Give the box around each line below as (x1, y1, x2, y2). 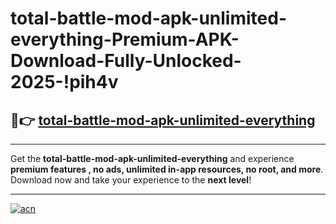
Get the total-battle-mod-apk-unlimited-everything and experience (10, 153, 295, 164)
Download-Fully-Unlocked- (10, 50, 242, 72)
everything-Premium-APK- (10, 28, 240, 51)
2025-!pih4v (10, 71, 119, 94)
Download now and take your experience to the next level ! (10, 174, 252, 186)
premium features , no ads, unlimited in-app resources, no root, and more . (10, 163, 324, 175)
